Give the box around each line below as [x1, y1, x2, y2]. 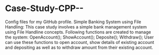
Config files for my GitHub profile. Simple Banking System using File [5, 19, 141, 25]
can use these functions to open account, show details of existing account [5, 39, 155, 45]
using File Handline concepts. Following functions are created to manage [5, 29, 151, 35]
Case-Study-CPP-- [5, 3, 84, 14]
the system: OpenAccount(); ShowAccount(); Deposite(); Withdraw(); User [5, 34, 154, 40]
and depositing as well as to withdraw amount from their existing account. [5, 44, 153, 50]
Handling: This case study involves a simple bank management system [5, 24, 147, 29]
